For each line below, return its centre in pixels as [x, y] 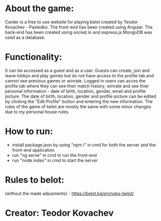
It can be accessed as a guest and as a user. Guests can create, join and [77, 70]
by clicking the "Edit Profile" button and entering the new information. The [79, 101]
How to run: [29, 131]
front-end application [33, 150]
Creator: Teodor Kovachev [59, 213]
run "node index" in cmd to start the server [55, 160]
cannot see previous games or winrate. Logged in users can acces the [75, 81]
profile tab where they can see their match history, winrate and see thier [77, 86]
